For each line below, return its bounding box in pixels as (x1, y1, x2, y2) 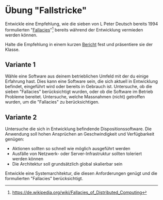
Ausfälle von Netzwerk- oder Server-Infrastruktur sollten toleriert (12, 151, 142, 157)
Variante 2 (5, 113, 37, 121)
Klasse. (5, 46, 20, 52)
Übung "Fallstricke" (5, 5, 87, 16)
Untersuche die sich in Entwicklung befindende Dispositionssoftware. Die (5, 126, 152, 132)
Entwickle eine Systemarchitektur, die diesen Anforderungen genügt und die (5, 170, 158, 176)
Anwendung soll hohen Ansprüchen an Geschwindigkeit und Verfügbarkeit (5, 131, 154, 137)
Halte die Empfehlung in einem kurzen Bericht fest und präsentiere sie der (5, 41, 153, 47)
